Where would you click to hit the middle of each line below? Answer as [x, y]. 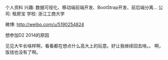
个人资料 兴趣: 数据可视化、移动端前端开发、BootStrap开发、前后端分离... [81, 7]
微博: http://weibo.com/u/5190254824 [45, 24]
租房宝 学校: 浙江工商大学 [38, 14]
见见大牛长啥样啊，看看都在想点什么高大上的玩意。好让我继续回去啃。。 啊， [84, 46]
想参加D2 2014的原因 [27, 35]
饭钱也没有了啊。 [23, 52]
